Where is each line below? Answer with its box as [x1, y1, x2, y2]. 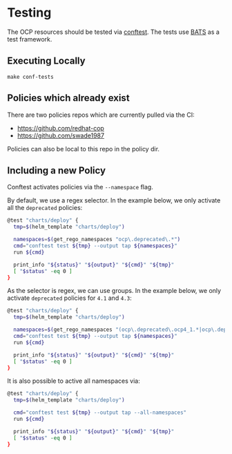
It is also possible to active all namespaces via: [7, 377, 140, 385]
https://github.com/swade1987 [17, 131, 105, 140]
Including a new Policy [7, 164, 106, 176]
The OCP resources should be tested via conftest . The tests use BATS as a [7, 28, 220, 36]
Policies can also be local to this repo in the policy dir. [7, 144, 160, 153]
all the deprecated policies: [7, 204, 83, 212]
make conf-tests [7, 73, 54, 80]
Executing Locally [7, 55, 86, 67]
